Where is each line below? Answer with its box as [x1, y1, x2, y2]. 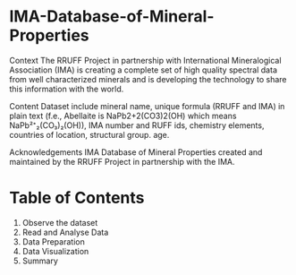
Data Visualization [21, 245, 89, 256]
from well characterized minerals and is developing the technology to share [9, 73, 288, 84]
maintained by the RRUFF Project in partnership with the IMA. [9, 156, 235, 167]
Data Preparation [21, 236, 85, 247]
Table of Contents [9, 188, 145, 208]
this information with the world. [9, 83, 124, 94]
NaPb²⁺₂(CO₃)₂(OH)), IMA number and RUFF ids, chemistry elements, [9, 119, 265, 131]
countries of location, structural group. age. [9, 129, 170, 140]
